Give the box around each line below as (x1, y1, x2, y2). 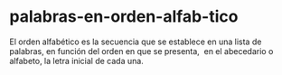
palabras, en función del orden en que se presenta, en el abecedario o (9, 45, 274, 56)
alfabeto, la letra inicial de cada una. (9, 55, 145, 66)
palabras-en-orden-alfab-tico (9, 6, 239, 27)
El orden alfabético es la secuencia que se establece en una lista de (9, 36, 262, 47)
